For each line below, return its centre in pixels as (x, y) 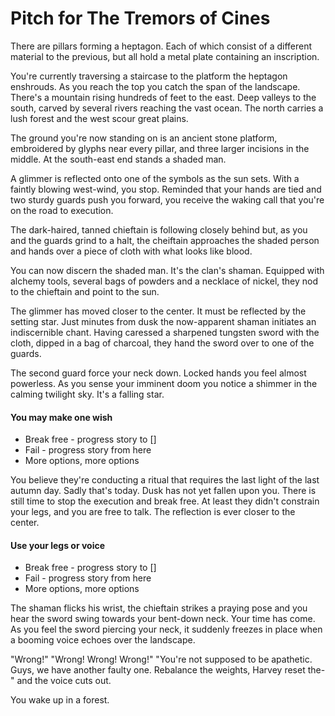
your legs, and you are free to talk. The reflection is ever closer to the (153, 512)
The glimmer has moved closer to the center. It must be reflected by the (158, 311)
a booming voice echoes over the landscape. (103, 640)
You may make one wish (61, 417)
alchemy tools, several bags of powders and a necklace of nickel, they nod (164, 281)
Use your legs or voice (58, 545)
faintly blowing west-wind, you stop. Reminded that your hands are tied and (166, 189)
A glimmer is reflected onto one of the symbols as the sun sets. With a (155, 178)
